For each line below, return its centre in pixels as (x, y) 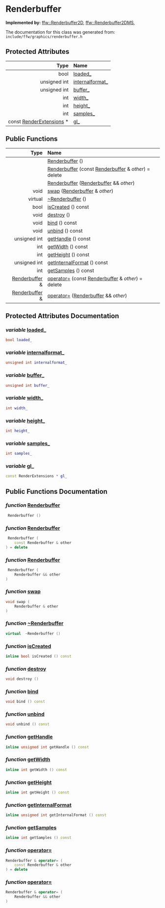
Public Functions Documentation (57, 491)
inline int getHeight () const (37, 792)
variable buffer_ (25, 375)
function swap (23, 592)
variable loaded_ (26, 330)
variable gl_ (20, 466)
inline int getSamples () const (38, 838)
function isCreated (28, 646)
